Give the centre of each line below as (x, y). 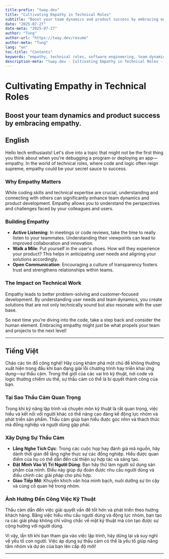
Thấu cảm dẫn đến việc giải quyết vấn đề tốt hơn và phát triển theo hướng (82, 510)
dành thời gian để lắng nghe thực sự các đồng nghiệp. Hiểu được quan (86, 454)
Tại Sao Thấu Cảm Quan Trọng (43, 397)
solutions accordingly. (35, 259)
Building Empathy (27, 221)
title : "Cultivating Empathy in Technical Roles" (58, 15)
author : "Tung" (21, 33)
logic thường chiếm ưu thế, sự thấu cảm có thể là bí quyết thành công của (81, 379)
